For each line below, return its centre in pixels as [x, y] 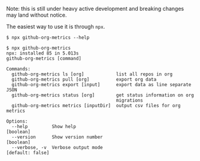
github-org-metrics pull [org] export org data [84, 80]
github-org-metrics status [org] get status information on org [103, 95]
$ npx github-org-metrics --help [48, 38]
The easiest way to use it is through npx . [56, 27]
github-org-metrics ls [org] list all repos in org [92, 74]
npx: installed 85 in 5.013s [43, 53]
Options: [17, 121]
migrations [130, 101]
